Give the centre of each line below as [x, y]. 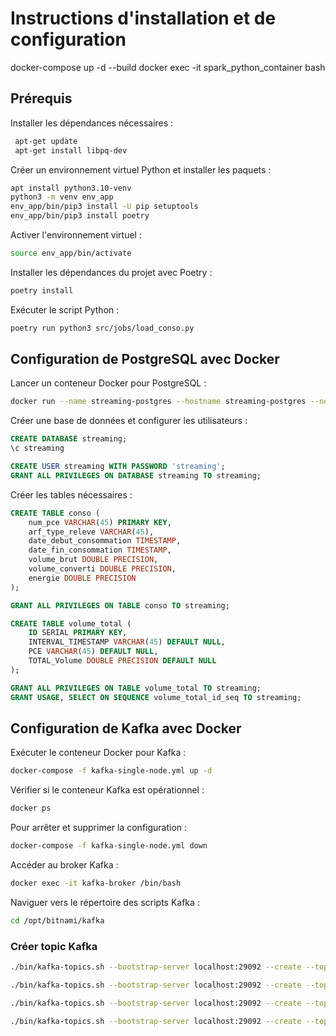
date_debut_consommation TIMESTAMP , [105, 541]
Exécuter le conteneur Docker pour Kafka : [98, 753]
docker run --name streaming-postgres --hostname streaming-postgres [158, 402]
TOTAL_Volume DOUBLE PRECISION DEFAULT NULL [122, 661]
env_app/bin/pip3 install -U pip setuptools [104, 207]
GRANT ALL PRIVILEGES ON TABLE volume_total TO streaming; [136, 688]
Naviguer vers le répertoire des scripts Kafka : [105, 902]
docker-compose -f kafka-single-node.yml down [109, 846]
